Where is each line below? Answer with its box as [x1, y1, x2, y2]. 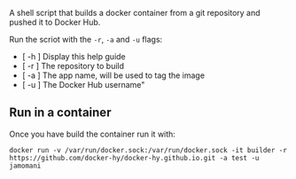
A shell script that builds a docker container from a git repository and [9, 8, 261, 18]
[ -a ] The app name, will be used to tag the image [21, 70, 206, 81]
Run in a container [9, 105, 112, 121]
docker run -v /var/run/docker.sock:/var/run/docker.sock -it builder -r [9, 145, 288, 154]
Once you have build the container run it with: [9, 128, 175, 139]
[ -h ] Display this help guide [21, 51, 126, 61]
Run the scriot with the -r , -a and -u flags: [9, 35, 163, 44]
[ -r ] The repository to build [21, 61, 125, 71]
